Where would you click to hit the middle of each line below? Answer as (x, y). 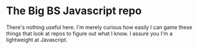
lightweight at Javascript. (37, 40)
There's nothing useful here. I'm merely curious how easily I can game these (99, 27)
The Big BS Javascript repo (74, 11)
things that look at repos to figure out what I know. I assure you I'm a (90, 33)
